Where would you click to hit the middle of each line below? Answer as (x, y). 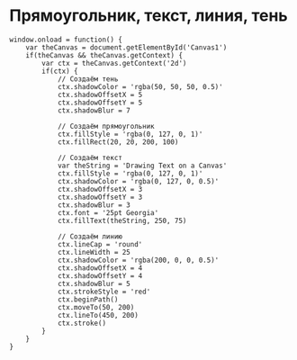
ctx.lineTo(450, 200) (98, 315)
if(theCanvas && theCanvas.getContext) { (104, 55)
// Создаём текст (90, 157)
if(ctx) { (60, 71)
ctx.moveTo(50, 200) (96, 307)
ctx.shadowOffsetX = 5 (100, 94)
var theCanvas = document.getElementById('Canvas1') (126, 47)
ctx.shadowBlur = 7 (94, 110)
